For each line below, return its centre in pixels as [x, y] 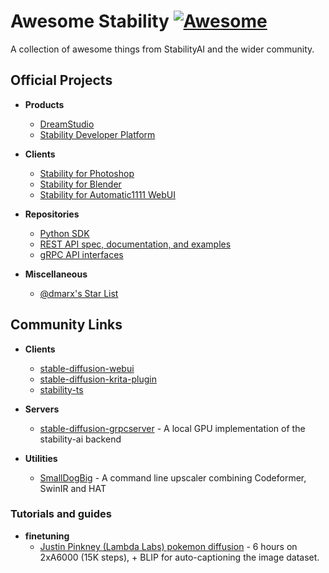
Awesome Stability [90, 21]
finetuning [47, 536]
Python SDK [64, 233]
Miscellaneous [56, 274]
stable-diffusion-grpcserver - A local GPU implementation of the [172, 428]
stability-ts [61, 389]
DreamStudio [67, 124]
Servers [42, 409]
